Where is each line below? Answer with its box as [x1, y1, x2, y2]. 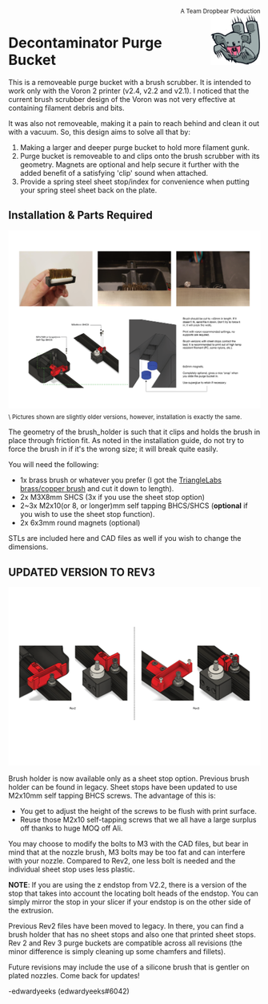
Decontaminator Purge [8, 34, 162, 51]
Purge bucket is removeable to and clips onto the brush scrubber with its [19, 151, 260, 161]
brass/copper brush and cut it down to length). [19, 484, 174, 494]
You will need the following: [8, 460, 99, 469]
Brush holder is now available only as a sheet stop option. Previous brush [8, 774, 250, 783]
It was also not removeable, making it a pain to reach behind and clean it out [8, 118, 260, 128]
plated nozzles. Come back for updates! [8, 970, 140, 980]
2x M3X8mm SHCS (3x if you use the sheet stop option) [19, 493, 206, 502]
